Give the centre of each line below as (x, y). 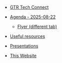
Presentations (24, 46)
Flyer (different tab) (37, 26)
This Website (23, 55)
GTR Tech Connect (29, 7)
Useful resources (28, 36)
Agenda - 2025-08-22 (33, 17)
